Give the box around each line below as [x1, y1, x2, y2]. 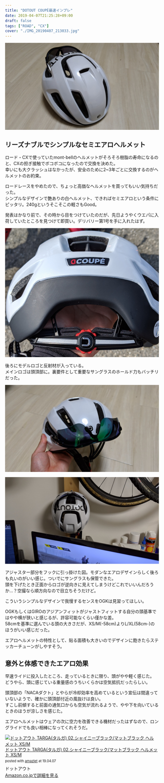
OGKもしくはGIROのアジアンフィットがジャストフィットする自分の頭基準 [5, 609, 152, 614]
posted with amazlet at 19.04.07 [5, 759, 56, 763]
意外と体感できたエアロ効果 [5, 659, 89, 667]
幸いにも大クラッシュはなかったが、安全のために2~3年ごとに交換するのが [5, 167, 155, 172]
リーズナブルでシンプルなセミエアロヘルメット [5, 141, 146, 149]
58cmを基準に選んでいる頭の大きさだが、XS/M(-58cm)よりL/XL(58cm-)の [5, 621, 155, 627]
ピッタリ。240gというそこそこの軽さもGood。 [5, 201, 100, 208]
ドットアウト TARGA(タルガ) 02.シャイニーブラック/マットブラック [5, 747, 140, 753]
